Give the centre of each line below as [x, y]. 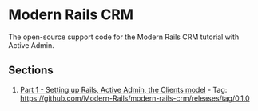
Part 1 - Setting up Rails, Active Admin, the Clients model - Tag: [123, 89]
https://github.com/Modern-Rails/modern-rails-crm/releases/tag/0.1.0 [135, 98]
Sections [31, 71]
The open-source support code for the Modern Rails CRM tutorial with [124, 37]
